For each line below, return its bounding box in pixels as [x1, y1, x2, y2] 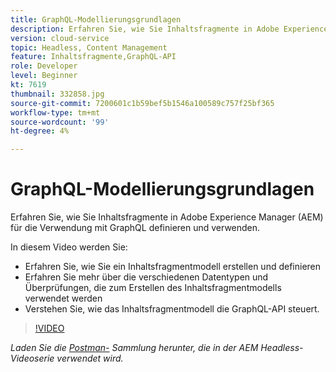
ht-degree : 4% [10, 126, 70, 136]
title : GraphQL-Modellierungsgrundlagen [10, 14, 182, 25]
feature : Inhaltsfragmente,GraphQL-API [10, 52, 177, 62]
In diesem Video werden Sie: [10, 241, 128, 253]
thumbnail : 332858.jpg [10, 89, 105, 99]
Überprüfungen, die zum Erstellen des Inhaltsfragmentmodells [24, 282, 282, 294]
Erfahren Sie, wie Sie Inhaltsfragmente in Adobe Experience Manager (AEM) [10, 211, 324, 223]
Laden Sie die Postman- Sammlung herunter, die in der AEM [10, 342, 259, 354]
